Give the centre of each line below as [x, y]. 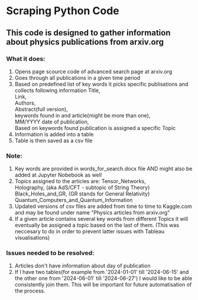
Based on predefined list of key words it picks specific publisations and [101, 84]
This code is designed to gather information [88, 33]
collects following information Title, [57, 90]
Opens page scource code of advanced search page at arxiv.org [93, 71]
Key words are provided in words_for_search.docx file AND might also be [103, 169]
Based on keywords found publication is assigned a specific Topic [95, 128]
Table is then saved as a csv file [53, 141]
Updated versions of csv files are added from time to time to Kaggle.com [103, 206]
